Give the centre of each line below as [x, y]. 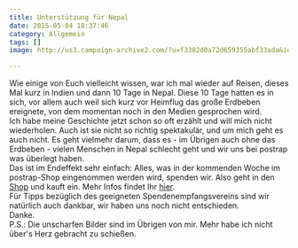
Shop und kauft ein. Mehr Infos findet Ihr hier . [92, 187]
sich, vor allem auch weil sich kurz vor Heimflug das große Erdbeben [135, 102]
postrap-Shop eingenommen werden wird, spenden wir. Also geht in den [142, 177]
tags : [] [25, 42]
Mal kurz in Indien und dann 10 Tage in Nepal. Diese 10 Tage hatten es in [141, 93]
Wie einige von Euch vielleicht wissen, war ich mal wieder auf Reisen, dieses [149, 83]
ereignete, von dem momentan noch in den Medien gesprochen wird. [136, 112]
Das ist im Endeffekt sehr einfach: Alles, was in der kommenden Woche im [145, 168]
